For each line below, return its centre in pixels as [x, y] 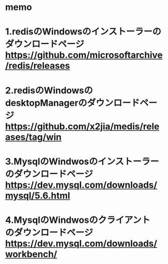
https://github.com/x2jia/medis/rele [82, 126]
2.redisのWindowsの [49, 90]
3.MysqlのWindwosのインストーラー [82, 161]
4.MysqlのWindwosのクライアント [78, 220]
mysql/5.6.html [38, 196]
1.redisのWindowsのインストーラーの [83, 32]
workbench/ [31, 254]
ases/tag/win [33, 137]
